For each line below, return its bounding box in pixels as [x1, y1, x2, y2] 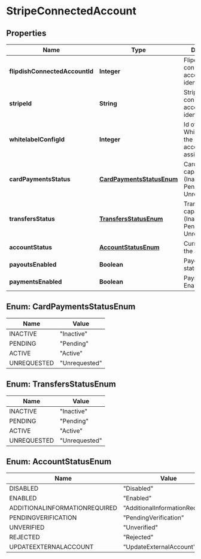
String [99, 99, 118, 107]
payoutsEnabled [9, 261, 57, 268]
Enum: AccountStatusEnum [6, 457, 112, 467]
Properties [6, 28, 47, 38]
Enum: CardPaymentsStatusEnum [6, 301, 136, 312]
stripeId [9, 99, 32, 107]
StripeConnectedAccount [6, 4, 136, 18]
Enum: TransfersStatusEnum [6, 379, 117, 389]
